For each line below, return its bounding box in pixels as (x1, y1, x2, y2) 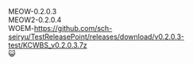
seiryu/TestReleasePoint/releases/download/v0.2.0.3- (8, 32, 185, 41)
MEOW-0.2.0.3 (8, 7, 57, 16)
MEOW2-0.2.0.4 (8, 15, 62, 25)
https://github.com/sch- (34, 24, 113, 32)
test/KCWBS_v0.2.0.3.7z (8, 40, 87, 50)
